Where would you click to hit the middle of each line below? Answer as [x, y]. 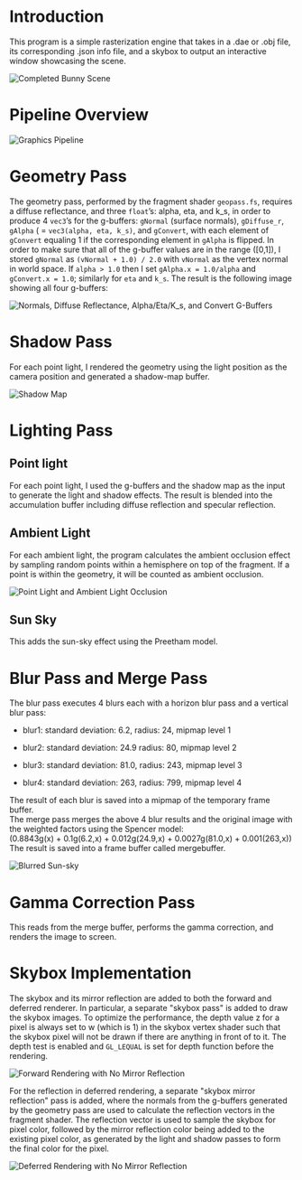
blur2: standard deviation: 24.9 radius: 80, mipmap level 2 [129, 748]
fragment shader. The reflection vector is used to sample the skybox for [143, 1120]
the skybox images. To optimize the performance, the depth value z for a [145, 1017]
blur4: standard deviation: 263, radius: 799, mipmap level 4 [132, 782]
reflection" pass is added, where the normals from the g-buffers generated [149, 1100]
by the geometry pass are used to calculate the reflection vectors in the [142, 1110]
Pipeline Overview [79, 115]
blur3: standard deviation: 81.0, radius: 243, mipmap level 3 [133, 765]
